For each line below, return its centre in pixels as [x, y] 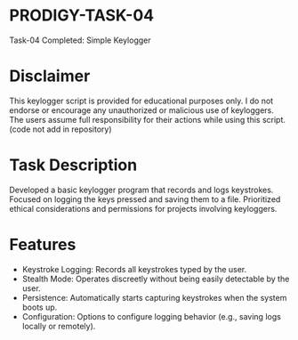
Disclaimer [50, 76]
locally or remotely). [59, 326]
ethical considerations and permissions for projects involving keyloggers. [143, 208]
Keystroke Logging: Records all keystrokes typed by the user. [134, 269]
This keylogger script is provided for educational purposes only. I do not [141, 101]
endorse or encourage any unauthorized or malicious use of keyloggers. [141, 110]
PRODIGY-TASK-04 [81, 16]
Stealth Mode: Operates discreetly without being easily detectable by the [156, 279]
